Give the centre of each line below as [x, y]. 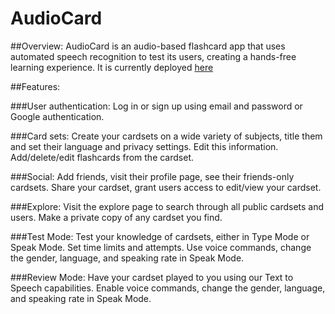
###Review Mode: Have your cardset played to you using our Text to [152, 277]
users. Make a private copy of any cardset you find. [116, 217]
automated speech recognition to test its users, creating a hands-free [153, 56]
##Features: [35, 86]
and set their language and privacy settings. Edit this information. [144, 146]
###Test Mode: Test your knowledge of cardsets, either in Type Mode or [160, 236]
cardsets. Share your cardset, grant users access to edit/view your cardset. [166, 187]
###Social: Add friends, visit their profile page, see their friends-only [152, 176]
